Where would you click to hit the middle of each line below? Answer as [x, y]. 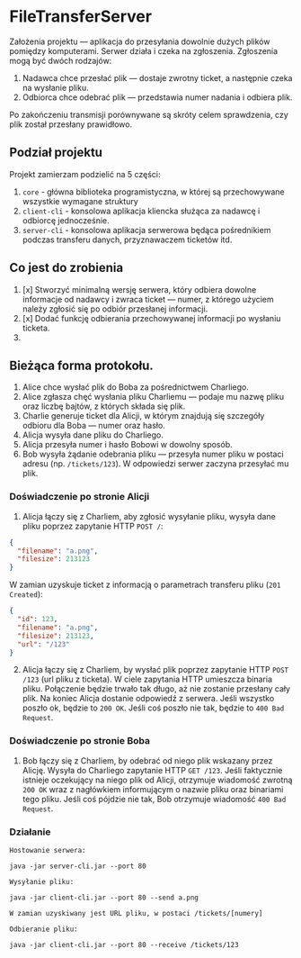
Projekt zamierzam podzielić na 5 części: [85, 174]
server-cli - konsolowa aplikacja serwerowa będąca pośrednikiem [146, 230]
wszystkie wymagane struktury [80, 201]
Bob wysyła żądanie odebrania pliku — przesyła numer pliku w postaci [153, 454]
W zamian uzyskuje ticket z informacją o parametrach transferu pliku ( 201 [145, 585]
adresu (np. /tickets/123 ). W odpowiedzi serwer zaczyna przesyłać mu [155, 464]
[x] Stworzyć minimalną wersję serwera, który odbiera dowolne [139, 289]
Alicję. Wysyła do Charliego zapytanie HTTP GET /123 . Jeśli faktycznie [152, 770]
